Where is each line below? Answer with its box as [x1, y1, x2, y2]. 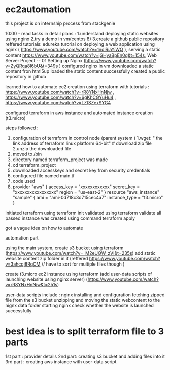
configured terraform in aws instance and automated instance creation [5, 110, 153, 116]
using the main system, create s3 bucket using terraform [5, 245, 124, 251]
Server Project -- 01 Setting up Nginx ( [5, 57, 86, 63]
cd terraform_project [12, 162, 56, 168]
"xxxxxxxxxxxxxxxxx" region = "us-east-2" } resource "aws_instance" [12, 189, 160, 195]
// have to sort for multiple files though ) [41, 261, 125, 267]
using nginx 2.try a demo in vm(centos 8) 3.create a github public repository [5, 36, 165, 42]
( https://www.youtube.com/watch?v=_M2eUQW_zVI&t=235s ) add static [5, 250, 156, 256]
